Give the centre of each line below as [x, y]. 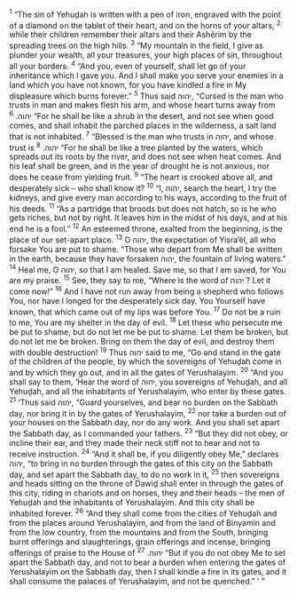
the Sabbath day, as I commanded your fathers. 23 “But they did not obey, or [148, 432]
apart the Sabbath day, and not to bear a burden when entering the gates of [148, 562]
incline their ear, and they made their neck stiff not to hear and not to [135, 443]
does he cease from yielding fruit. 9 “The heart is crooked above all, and [141, 176]
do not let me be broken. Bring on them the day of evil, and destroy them [142, 341]
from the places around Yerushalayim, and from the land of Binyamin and [143, 523]
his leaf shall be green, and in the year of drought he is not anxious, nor [140, 166]
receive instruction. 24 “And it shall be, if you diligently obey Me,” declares [144, 453]
